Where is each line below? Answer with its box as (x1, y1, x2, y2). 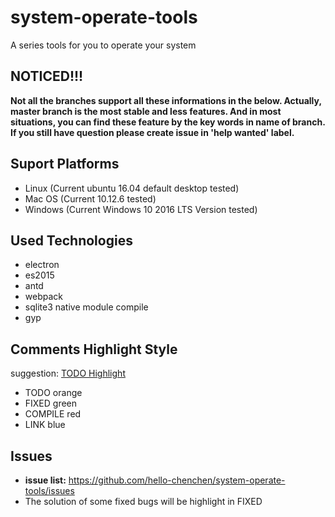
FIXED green (24, 397, 78, 410)
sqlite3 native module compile (24, 301, 149, 313)
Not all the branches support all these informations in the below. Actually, (10, 94, 322, 106)
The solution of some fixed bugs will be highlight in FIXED (24, 496, 263, 507)
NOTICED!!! (10, 68, 84, 85)
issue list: (24, 474, 67, 486)
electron (24, 259, 60, 271)
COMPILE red (24, 408, 82, 420)
